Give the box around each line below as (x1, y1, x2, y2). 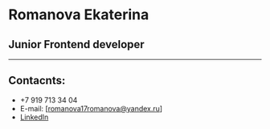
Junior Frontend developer (8, 38, 145, 51)
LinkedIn (19, 112, 49, 122)
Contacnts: (8, 74, 66, 87)
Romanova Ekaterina (8, 6, 149, 24)
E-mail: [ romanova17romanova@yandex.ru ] (19, 103, 163, 113)
